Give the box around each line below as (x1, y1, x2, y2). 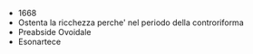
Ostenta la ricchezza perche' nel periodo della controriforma (17, 17, 244, 28)
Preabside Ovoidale (17, 27, 92, 37)
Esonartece (17, 36, 62, 47)
